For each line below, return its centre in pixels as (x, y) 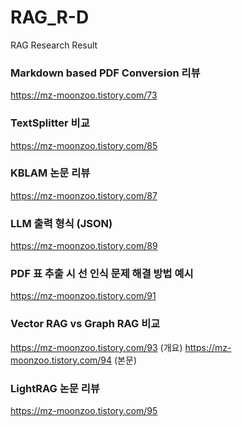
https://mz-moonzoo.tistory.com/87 (84, 195)
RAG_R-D (50, 17)
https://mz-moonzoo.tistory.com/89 (84, 246)
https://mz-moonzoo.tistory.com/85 (84, 145)
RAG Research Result (54, 45)
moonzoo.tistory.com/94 (61, 360)
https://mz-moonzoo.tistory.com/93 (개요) (96, 347)
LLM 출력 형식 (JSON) (61, 223)
